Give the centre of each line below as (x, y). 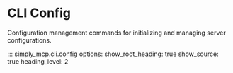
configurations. (29, 40)
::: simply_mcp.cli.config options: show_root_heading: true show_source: (113, 54)
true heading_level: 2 (38, 61)
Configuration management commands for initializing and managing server (116, 33)
